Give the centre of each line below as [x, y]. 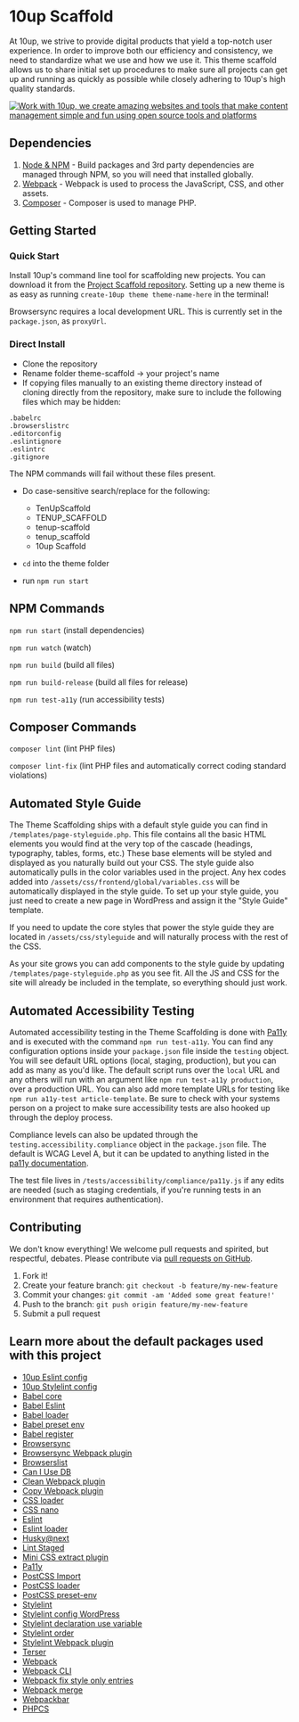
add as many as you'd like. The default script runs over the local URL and [145, 1070]
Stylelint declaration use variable [82, 1623]
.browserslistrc [39, 425]
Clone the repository [60, 364]
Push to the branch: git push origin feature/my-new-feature [135, 1304]
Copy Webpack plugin [63, 1490]
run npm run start [55, 581]
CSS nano [40, 1510]
